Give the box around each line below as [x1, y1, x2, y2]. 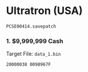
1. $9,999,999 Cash [6, 37, 63, 45]
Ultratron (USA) [6, 4, 83, 18]
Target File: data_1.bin [6, 50, 61, 57]
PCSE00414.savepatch [6, 23, 57, 29]
